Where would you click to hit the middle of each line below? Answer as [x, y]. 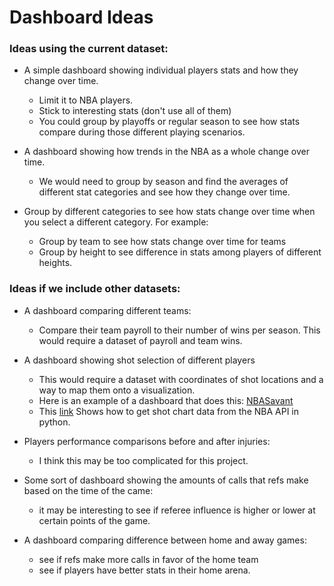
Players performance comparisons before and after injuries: [147, 441]
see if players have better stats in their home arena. [144, 570]
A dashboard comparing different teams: [107, 310]
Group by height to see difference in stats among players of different [180, 252]
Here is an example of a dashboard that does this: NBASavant [166, 400]
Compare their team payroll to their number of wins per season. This [179, 330]
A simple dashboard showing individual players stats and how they [161, 70]
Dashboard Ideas [81, 17]
